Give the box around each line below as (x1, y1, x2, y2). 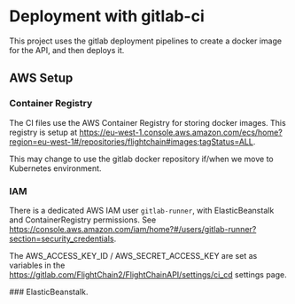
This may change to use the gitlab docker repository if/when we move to (9, 153, 275, 164)
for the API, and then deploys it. (9, 44, 125, 55)
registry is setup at (9, 127, 78, 137)
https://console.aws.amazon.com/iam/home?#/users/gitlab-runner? (9, 223, 257, 234)
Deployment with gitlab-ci (9, 6, 206, 27)
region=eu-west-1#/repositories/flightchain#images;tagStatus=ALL (9, 136, 254, 147)
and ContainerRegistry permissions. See (9, 214, 157, 225)
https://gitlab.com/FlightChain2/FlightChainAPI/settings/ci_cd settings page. (9, 269, 287, 280)
